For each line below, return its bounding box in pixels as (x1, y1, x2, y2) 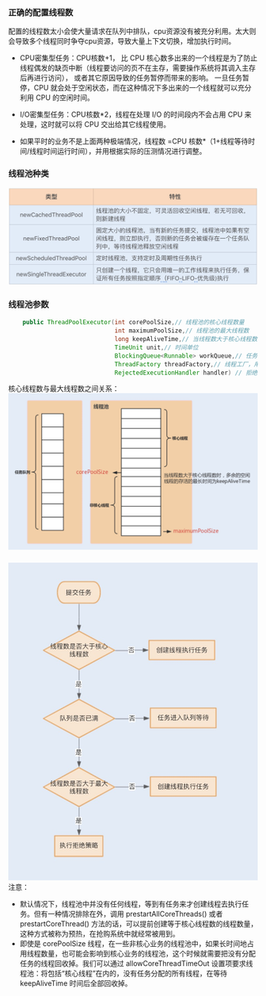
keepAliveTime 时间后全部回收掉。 (19, 979, 132, 988)
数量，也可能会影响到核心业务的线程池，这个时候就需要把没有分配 (40, 949, 256, 959)
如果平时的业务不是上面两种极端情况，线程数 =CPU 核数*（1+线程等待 (19, 136, 249, 146)
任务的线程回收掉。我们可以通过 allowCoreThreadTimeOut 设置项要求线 (19, 959, 253, 968)
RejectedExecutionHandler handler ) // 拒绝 (114, 369, 258, 377)
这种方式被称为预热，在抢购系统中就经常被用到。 (19, 929, 180, 939)
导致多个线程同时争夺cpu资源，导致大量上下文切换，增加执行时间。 (14, 36, 236, 46)
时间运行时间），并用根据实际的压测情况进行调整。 (43, 147, 207, 156)
